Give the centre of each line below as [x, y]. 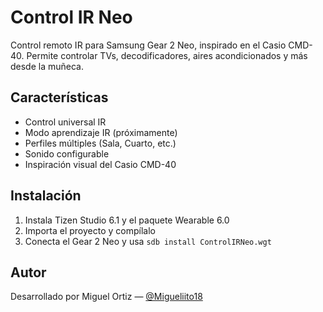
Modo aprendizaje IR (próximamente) [101, 132]
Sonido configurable [67, 153]
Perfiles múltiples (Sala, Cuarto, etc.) [100, 143]
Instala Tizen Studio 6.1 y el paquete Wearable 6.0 [127, 220]
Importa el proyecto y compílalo [90, 230]
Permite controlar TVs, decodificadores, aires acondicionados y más [167, 55]
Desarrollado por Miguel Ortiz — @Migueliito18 [106, 297]
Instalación [46, 196]
